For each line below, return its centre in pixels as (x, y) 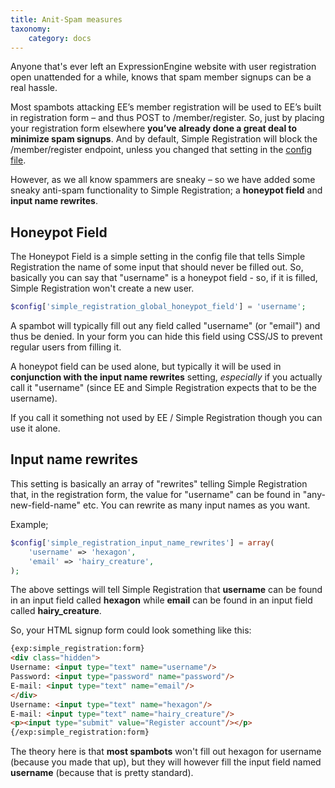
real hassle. (34, 88)
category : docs (60, 38)
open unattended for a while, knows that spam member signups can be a (161, 77)
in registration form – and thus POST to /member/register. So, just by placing (167, 118)
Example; (29, 524)
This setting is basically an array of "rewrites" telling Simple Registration (159, 483)
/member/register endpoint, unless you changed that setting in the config (161, 150)
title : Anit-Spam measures (66, 19)
